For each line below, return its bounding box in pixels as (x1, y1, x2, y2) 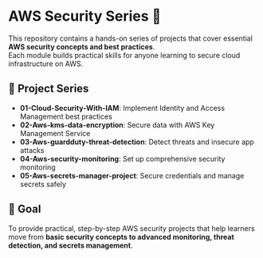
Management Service (19, 128, 91, 138)
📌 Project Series (8, 82, 89, 96)
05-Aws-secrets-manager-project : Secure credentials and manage (19, 170, 245, 180)
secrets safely (19, 179, 66, 189)
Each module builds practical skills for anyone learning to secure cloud (8, 50, 241, 60)
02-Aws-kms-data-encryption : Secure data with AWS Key (19, 119, 215, 130)
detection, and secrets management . (8, 240, 133, 250)
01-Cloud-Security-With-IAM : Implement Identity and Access (19, 103, 226, 112)
